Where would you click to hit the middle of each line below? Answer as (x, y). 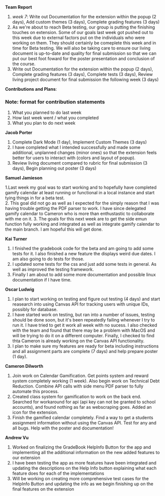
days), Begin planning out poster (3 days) (54, 168)
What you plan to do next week (44, 123)
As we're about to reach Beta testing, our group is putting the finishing (83, 27)
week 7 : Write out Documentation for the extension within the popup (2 (84, 17)
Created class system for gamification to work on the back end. (77, 397)
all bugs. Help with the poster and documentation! (63, 428)
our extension (26, 458)
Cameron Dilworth (24, 366)
